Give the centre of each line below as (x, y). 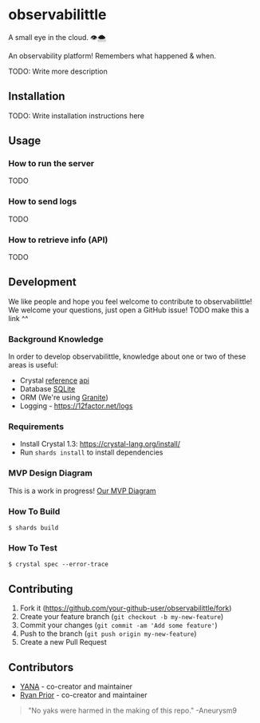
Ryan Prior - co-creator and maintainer (83, 695)
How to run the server (51, 164)
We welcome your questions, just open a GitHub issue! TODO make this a (129, 310)
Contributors (41, 667)
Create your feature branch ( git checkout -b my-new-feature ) (122, 617)
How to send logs (43, 201)
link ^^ (18, 318)
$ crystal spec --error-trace (59, 565)
